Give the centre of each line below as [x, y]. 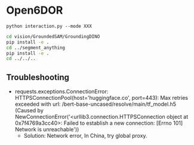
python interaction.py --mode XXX [49, 26]
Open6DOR [35, 10]
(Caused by [29, 111]
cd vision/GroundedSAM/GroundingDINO [53, 36]
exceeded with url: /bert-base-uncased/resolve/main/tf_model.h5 [96, 104]
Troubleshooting [38, 77]
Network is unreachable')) [47, 130]
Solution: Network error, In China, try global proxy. [85, 136]
